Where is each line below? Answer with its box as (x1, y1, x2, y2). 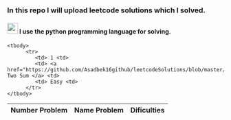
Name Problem (74, 106, 124, 115)
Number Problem (10, 106, 68, 115)
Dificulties (130, 106, 165, 115)
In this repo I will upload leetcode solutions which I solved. (7, 5, 206, 15)
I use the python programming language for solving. (19, 27, 172, 36)
